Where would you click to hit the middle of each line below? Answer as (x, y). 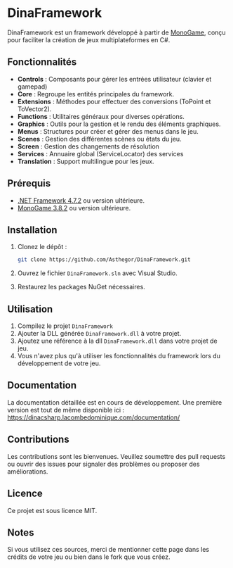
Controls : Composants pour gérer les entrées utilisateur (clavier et (114, 79)
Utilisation (30, 309)
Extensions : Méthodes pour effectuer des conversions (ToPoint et (114, 101)
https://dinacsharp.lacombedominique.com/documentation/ (94, 417)
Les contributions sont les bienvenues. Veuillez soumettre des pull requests (116, 456)
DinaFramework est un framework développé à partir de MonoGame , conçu (116, 32)
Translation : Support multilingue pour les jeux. (86, 161)
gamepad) (32, 87)
